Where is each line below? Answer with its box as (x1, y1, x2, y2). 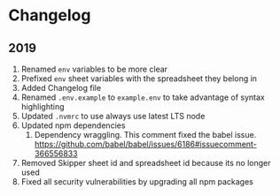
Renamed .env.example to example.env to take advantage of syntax (20, 92, 265, 102)
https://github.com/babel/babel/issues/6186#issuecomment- (34, 139, 258, 149)
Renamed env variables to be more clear (20, 64, 168, 74)
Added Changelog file (20, 83, 102, 93)
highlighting (20, 102, 65, 111)
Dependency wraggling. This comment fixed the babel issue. (34, 130, 257, 139)
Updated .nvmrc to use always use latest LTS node (20, 111, 206, 121)
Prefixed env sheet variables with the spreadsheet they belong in (20, 73, 258, 84)
